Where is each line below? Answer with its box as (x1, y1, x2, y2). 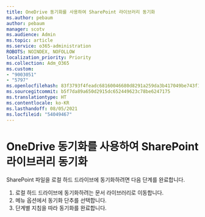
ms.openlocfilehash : (6, 83, 59, 89)
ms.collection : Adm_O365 (6, 60, 70, 66)
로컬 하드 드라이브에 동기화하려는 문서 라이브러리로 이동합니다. (15, 189, 164, 196)
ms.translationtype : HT (6, 94, 67, 100)
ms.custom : (6, 65, 34, 72)
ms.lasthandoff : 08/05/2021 (6, 105, 78, 112)
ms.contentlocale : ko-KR (6, 100, 70, 106)
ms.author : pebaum (6, 15, 53, 21)
